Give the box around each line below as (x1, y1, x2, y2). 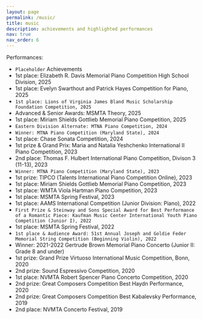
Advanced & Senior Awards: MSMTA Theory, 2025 (15, 110, 141, 116)
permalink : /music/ (6, 15, 56, 21)
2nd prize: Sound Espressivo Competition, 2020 (15, 267, 135, 274)
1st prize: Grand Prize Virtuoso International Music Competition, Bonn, (15, 254, 190, 261)
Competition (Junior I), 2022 (15, 218, 92, 224)
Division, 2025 (15, 78, 52, 86)
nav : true (6, 32, 32, 38)
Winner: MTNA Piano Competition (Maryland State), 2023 (15, 169, 159, 175)
